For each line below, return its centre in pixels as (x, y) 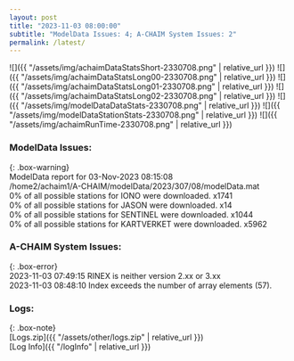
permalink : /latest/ (48, 42)
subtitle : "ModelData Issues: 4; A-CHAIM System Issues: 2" (123, 34)
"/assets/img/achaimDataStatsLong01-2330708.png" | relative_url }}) (147, 86)
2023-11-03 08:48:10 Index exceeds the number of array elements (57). (141, 285)
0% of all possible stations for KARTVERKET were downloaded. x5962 (138, 224)
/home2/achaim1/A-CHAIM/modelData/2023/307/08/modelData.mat (135, 186)
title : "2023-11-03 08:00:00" (65, 26)
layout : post (33, 17)
